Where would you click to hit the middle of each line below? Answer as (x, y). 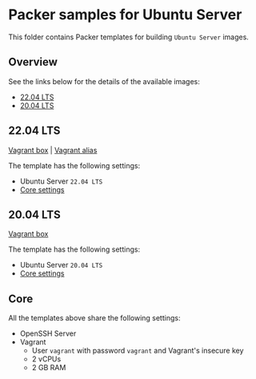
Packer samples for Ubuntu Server (125, 15)
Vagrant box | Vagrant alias (53, 150)
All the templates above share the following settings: (94, 318)
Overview (33, 62)
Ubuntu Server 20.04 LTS (61, 265)
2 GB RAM (49, 368)
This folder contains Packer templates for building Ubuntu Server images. (129, 37)
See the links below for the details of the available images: (104, 81)
